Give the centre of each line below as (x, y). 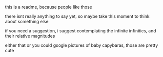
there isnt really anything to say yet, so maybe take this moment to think (77, 16)
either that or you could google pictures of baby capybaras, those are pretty (81, 45)
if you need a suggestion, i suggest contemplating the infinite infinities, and (81, 31)
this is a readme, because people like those (49, 7)
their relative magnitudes (30, 36)
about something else (27, 21)
